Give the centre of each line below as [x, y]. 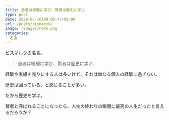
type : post [17, 15]
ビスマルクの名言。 [25, 53]
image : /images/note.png [31, 29]
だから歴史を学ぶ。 [25, 95]
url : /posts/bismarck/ [29, 24]
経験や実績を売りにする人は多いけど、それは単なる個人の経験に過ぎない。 [82, 74]
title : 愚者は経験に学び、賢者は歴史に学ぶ [45, 10]
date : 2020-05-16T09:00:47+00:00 [40, 19]
